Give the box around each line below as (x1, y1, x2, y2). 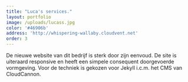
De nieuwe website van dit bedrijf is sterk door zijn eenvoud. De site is (6, 52, 177, 59)
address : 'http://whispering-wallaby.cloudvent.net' (6, 30, 138, 36)
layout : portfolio (6, 14, 51, 20)
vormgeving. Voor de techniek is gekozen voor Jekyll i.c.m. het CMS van (6, 64, 183, 71)
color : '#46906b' (6, 25, 49, 31)
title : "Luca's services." (6, 8, 72, 15)
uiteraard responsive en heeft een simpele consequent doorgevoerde (6, 58, 174, 65)
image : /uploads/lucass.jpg (6, 19, 75, 25)
